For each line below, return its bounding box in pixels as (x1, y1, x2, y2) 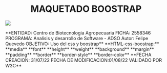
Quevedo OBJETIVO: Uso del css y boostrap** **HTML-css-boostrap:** (5, 41, 160, 47)
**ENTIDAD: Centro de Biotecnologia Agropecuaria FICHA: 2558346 (5, 29, 151, 36)
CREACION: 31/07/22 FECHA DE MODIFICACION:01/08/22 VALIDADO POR (5, 57, 162, 63)
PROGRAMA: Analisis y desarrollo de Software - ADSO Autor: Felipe (5, 35, 149, 41)
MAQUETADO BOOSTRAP (30, 3, 142, 15)
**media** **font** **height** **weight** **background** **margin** (5, 46, 155, 52)
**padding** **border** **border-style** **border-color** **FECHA (5, 51, 152, 58)
